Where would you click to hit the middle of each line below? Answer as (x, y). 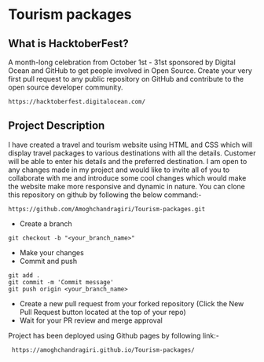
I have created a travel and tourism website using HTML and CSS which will (130, 144)
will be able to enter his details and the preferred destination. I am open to (128, 161)
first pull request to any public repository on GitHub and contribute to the (126, 79)
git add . (24, 275)
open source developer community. (66, 87)
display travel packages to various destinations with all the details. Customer (132, 153)
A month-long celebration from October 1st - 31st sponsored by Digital (122, 62)
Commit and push (48, 261)
